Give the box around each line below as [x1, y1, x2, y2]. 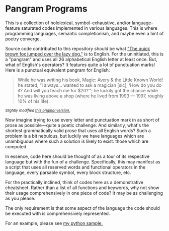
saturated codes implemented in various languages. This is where [21, 25, 157, 31]
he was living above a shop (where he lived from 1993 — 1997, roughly [17, 93, 164, 99]
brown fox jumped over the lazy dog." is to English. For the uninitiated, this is [5, 51, 164, 57]
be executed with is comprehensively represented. [5, 210, 110, 216]
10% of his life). [17, 98, 50, 104]
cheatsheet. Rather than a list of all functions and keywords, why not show [5, 185, 159, 191]
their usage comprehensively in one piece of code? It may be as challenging [5, 190, 163, 196]
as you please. [5, 195, 36, 201]
